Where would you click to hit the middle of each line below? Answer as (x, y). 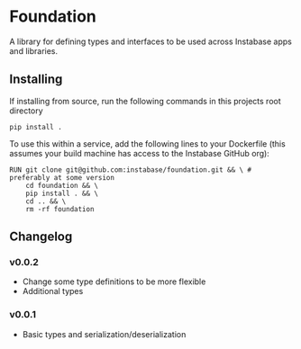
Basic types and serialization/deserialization (104, 334)
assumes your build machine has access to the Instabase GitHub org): (140, 153)
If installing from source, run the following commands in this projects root (145, 101)
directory (26, 111)
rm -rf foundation (60, 209)
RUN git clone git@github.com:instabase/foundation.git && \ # (131, 170)
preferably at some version (62, 177)
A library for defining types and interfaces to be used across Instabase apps (151, 41)
